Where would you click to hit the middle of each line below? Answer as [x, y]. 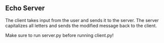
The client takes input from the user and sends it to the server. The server [82, 20]
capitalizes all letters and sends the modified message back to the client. [81, 25]
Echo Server [25, 8]
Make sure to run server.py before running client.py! [59, 35]
